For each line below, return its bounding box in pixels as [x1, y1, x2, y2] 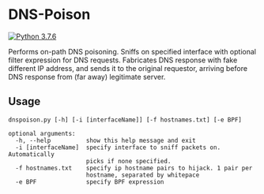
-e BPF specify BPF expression [15, 177, 164, 186]
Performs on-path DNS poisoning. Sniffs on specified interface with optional [8, 47, 257, 56]
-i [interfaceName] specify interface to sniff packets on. [15, 144, 221, 151]
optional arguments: [8, 129, 77, 137]
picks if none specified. [85, 157, 172, 165]
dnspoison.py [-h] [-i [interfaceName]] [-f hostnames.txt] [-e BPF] [8, 116, 243, 124]
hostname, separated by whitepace [85, 171, 200, 179]
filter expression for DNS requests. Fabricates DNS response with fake [8, 55, 238, 65]
